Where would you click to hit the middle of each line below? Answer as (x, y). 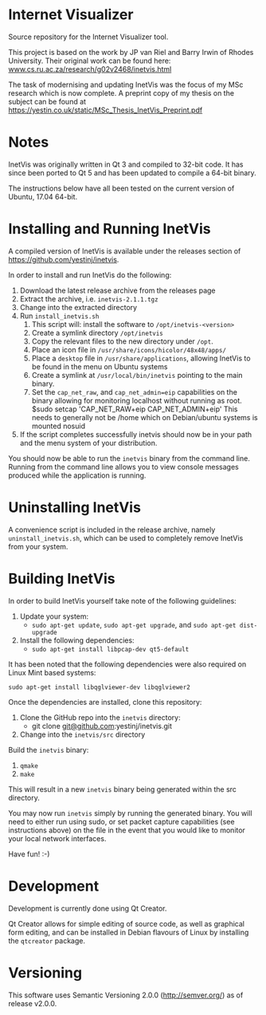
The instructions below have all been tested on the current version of (121, 188)
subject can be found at (47, 101)
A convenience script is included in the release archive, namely (112, 529)
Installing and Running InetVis (110, 229)
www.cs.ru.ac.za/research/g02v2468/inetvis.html (90, 69)
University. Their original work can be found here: (90, 61)
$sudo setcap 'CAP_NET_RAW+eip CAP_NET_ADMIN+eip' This (135, 409)
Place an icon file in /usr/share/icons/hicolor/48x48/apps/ (129, 349)
